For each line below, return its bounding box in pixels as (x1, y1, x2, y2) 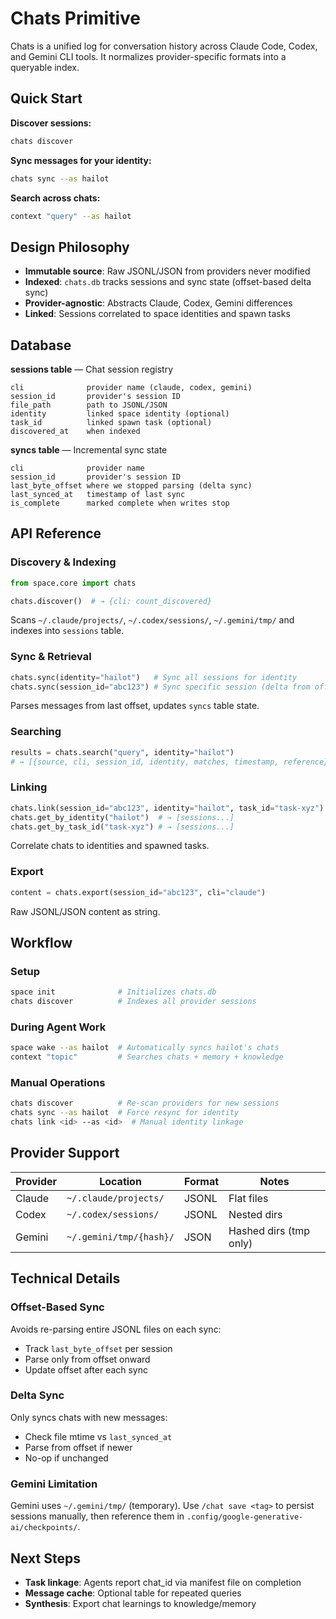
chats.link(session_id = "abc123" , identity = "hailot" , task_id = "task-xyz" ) (10, 803, 325, 813)
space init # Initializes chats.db (10, 987, 217, 997)
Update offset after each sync (24, 1363, 149, 1376)
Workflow (10, 935, 73, 952)
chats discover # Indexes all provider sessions (10, 997, 257, 1007)
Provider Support (10, 1145, 120, 1162)
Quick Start (10, 90, 83, 107)
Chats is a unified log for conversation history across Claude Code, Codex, (10, 40, 318, 52)
